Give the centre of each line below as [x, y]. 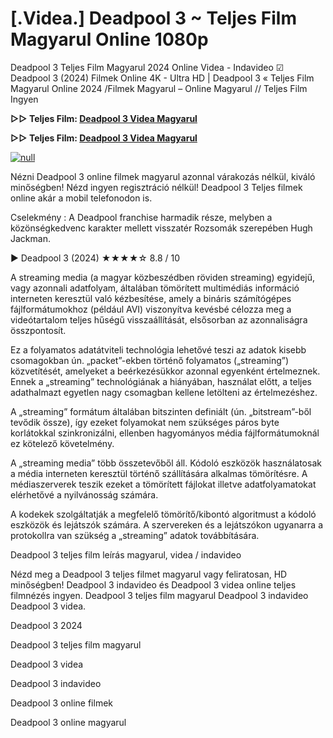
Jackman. [30, 238]
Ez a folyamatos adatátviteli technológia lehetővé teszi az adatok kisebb [158, 349]
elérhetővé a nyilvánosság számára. [84, 494]
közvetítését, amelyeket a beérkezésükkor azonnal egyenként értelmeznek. [165, 371]
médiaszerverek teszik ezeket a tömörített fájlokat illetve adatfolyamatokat [163, 484]
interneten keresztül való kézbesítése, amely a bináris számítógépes [151, 298]
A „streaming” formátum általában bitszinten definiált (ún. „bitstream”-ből [161, 411]
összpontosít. [38, 330]
